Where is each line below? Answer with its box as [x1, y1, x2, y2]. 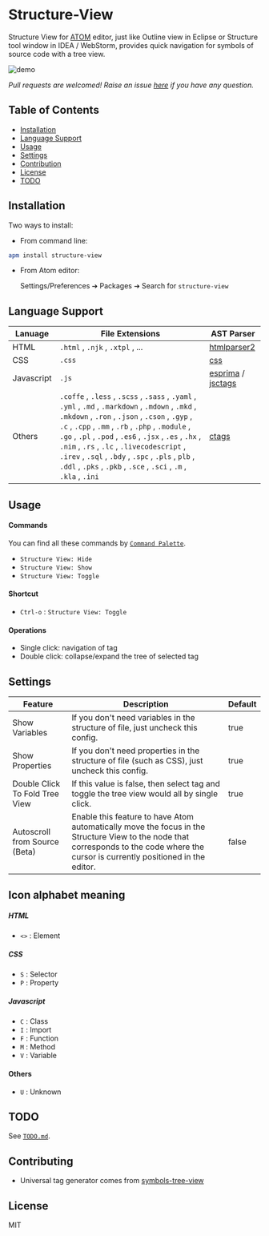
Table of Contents [8, 103, 100, 117]
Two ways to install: [8, 220, 74, 230]
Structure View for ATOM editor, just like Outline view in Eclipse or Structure [8, 32, 259, 42]
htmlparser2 [209, 342, 256, 353]
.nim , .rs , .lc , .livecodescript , [59, 441, 187, 452]
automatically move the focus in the [71, 821, 206, 832]
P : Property [19, 978, 59, 988]
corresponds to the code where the [71, 841, 205, 852]
